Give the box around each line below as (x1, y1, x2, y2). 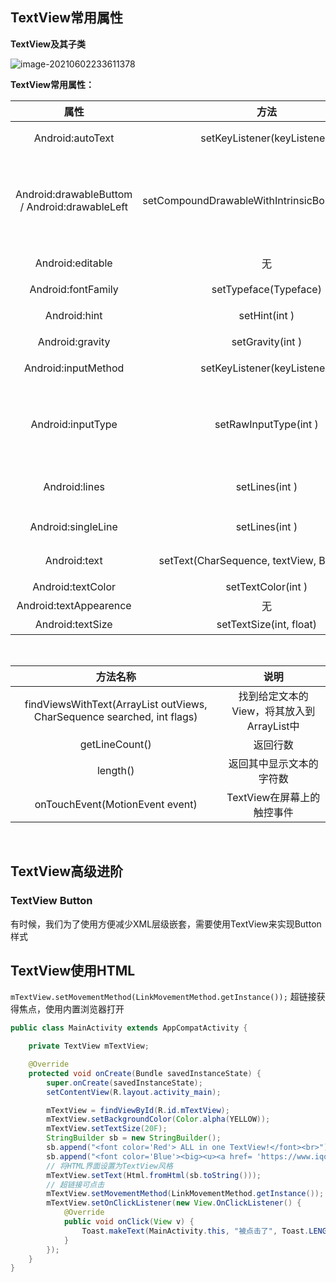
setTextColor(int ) (225, 579, 308, 593)
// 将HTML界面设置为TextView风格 (46, 1161, 173, 1171)
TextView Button (10, 894, 93, 908)
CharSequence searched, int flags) (33, 709, 198, 723)
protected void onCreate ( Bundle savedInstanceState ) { (28, 1068, 262, 1078)
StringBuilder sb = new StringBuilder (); (46, 1133, 222, 1143)
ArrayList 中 (246, 719, 300, 733)
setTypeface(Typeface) (211, 282, 322, 296)
